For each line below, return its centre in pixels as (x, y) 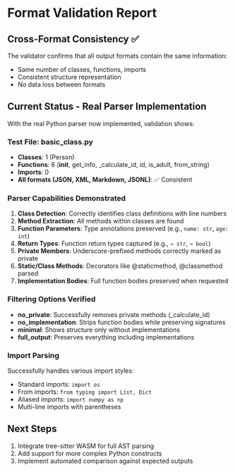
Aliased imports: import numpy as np (70, 399)
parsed (28, 273)
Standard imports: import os (59, 384)
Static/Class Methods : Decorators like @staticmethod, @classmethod (120, 266)
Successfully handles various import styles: (71, 371)
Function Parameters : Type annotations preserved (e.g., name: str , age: (123, 229)
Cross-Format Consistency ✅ (73, 39)
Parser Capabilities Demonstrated (67, 199)
